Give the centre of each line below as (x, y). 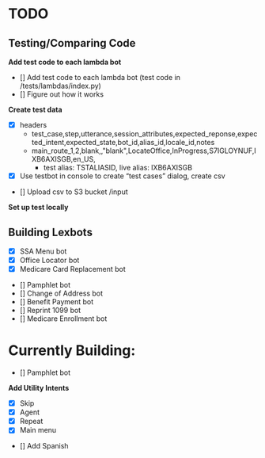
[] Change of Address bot (61, 293)
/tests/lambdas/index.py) (60, 86)
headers (33, 125)
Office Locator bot (49, 260)
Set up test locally (38, 208)
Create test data (35, 109)
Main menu (38, 430)
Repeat (31, 422)
